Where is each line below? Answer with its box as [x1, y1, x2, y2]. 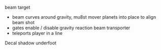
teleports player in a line [12, 30, 63, 36]
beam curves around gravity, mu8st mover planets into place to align [12, 14, 156, 20]
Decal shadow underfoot [5, 40, 57, 46]
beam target [5, 5, 30, 10]
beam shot [12, 20, 35, 25]
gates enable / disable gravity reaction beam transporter [12, 25, 131, 31]
